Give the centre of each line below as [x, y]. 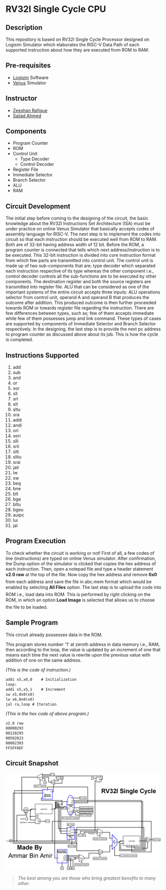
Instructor [21, 99]
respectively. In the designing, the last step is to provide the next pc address [83, 329]
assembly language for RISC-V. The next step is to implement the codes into [83, 234]
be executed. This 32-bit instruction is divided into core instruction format [81, 255]
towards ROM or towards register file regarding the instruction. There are [80, 308]
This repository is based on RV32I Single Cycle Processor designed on [78, 39]
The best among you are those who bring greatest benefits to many [87, 878]
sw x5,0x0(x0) [20, 694]
